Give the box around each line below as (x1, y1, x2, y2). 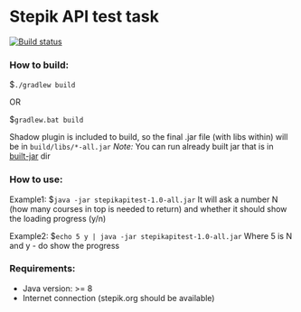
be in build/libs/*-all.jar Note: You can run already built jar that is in (9, 142, 274, 152)
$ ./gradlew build (9, 79, 76, 90)
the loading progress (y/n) (9, 213, 107, 224)
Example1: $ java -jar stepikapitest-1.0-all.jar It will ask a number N (9, 194, 278, 205)
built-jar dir (9, 151, 52, 161)
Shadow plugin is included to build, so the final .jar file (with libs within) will (9, 132, 288, 142)
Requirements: (9, 262, 76, 275)
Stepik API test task (9, 6, 160, 27)
